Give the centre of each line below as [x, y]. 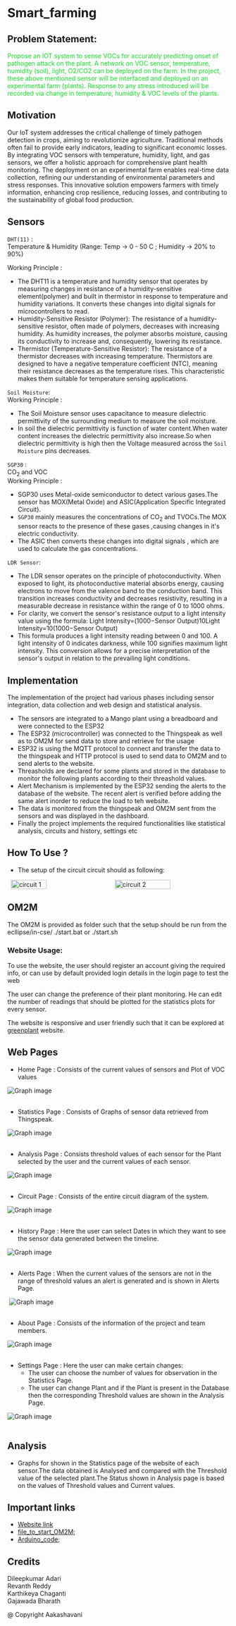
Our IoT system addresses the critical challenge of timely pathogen [105, 132]
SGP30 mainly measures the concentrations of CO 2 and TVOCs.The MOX [122, 518]
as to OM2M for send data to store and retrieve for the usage [106, 741]
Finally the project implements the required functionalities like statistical [121, 824]
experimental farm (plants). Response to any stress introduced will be [108, 86]
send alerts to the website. [56, 764]
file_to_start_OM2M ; [46, 1532]
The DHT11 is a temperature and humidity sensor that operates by [113, 281]
